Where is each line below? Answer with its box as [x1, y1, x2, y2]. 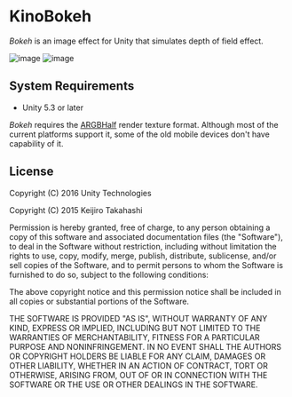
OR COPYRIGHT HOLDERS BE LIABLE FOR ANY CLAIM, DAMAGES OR [9, 351, 266, 361]
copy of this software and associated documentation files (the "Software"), [9, 231, 284, 242]
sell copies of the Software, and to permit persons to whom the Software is [9, 259, 284, 270]
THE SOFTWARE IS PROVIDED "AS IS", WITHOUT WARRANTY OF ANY [9, 313, 268, 323]
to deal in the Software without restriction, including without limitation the [9, 241, 277, 251]
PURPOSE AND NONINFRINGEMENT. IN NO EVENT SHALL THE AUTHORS [9, 341, 282, 352]
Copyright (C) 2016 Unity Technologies [9, 187, 153, 198]
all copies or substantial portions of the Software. [9, 296, 189, 306]
